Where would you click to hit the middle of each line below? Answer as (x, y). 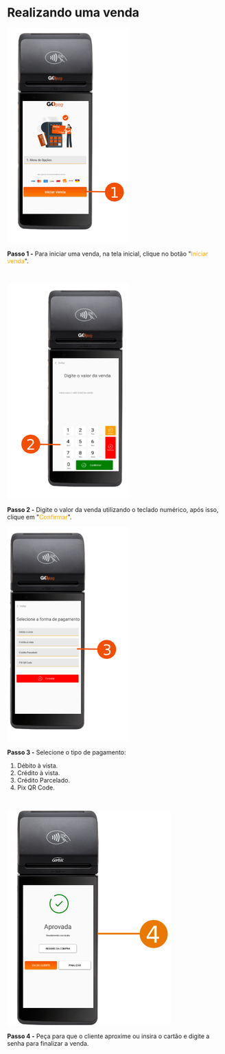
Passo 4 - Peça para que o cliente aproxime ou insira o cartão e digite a (108, 1036)
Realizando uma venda (73, 13)
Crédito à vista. (38, 773)
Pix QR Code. (36, 787)
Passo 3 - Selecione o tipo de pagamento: (67, 752)
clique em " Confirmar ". (39, 517)
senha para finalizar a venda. (48, 1043)
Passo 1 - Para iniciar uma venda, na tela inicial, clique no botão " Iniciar (108, 254)
